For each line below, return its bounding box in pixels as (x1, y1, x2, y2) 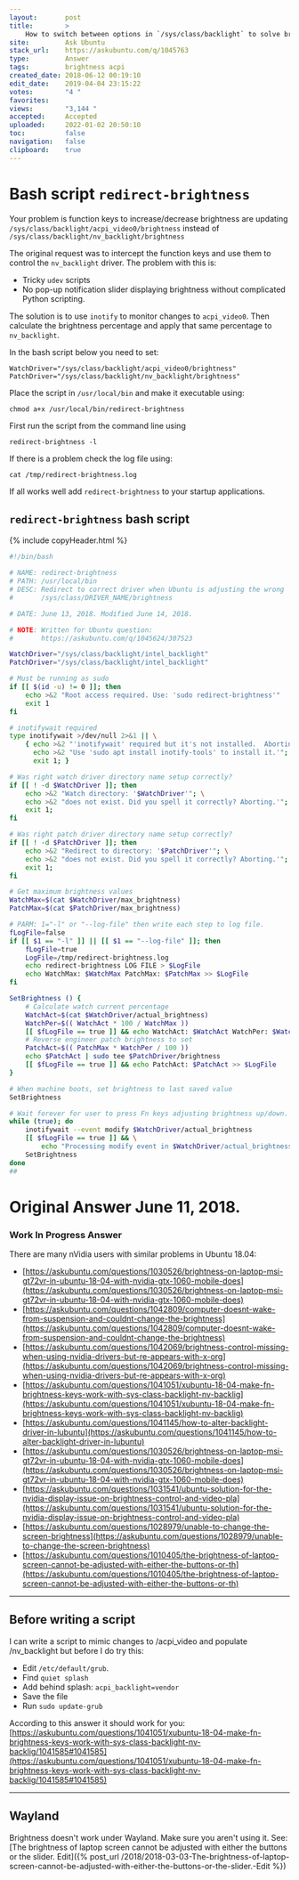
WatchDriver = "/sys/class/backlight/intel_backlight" (9, 650, 209, 659)
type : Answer (9, 54, 90, 63)
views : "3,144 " (9, 104, 98, 113)
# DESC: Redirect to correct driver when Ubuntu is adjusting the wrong (9, 585, 285, 594)
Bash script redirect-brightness (9, 183, 251, 204)
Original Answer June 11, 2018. (9, 1196, 241, 1217)
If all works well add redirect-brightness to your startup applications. (9, 486, 265, 497)
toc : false (9, 129, 86, 138)
